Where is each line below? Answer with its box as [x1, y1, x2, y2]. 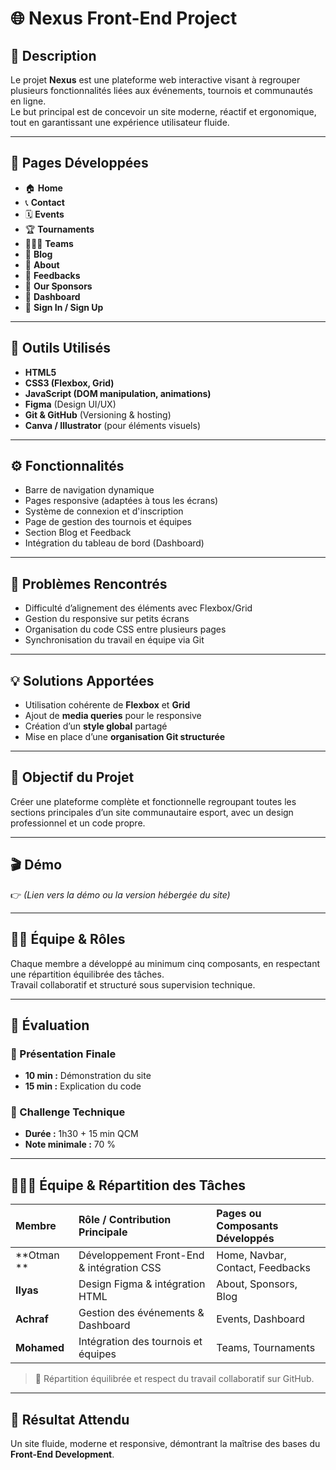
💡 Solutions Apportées [10, 672, 155, 689]
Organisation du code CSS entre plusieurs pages [24, 623, 227, 636]
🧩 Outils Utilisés [10, 340, 111, 357]
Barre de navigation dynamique [24, 484, 155, 496]
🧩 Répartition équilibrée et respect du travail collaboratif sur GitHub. [34, 1373, 315, 1385]
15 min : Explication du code [24, 1080, 142, 1092]
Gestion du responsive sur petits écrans [24, 613, 190, 625]
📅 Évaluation [10, 1017, 90, 1034]
